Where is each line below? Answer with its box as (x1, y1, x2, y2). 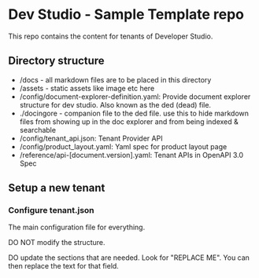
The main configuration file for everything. (8, 222, 146, 232)
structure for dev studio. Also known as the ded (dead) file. (19, 100, 211, 109)
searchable (19, 125, 57, 134)
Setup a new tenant (8, 181, 105, 195)
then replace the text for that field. (8, 262, 120, 271)
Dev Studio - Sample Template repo (8, 5, 245, 24)
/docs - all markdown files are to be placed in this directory (19, 75, 212, 84)
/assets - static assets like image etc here (19, 83, 155, 93)
